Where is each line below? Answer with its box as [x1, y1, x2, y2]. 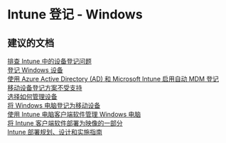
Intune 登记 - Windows [7, 6, 144, 23]
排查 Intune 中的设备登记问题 [7, 57, 92, 65]
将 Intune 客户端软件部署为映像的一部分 [7, 119, 123, 127]
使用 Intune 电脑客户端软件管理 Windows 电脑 [7, 110, 141, 118]
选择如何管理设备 [7, 93, 58, 101]
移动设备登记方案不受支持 [7, 84, 82, 92]
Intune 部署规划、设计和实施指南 [7, 128, 103, 136]
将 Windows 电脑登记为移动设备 [7, 101, 101, 110]
